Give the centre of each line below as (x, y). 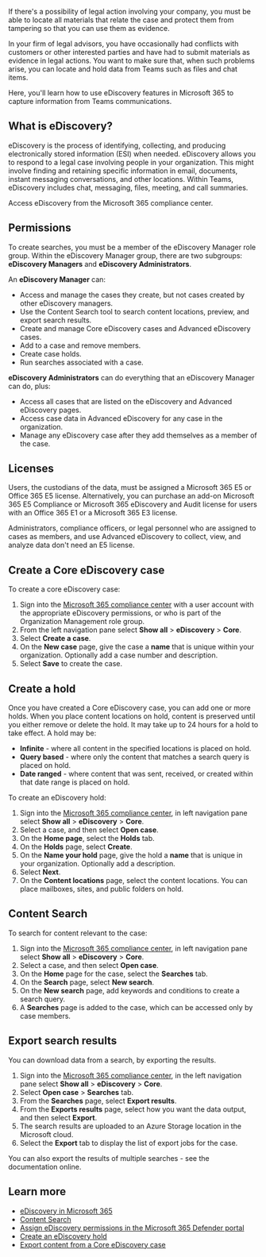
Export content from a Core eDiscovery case (93, 1244)
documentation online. (45, 1166)
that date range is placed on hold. (75, 782)
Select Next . (40, 872)
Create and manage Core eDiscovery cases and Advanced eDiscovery (135, 328)
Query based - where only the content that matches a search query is (135, 757)
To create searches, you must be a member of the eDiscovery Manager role (132, 247)
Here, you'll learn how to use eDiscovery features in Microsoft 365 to (121, 93)
